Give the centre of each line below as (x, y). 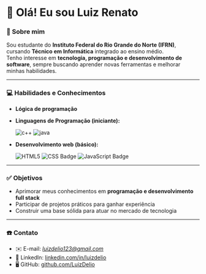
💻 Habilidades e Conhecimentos (56, 93)
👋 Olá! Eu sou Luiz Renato (72, 13)
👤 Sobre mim (25, 32)
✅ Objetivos (25, 178)
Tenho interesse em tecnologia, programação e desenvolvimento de (94, 58)
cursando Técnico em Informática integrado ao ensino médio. (85, 51)
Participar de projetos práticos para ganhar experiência (85, 204)
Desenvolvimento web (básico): (57, 144)
